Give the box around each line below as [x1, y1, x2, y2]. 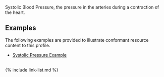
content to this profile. [5, 42, 51, 48]
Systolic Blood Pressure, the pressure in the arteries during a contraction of [5, 4, 160, 10]
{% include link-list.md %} [5, 67, 58, 73]
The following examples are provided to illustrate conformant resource [5, 37, 149, 43]
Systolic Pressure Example [12, 52, 67, 58]
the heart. [5, 9, 25, 15]
